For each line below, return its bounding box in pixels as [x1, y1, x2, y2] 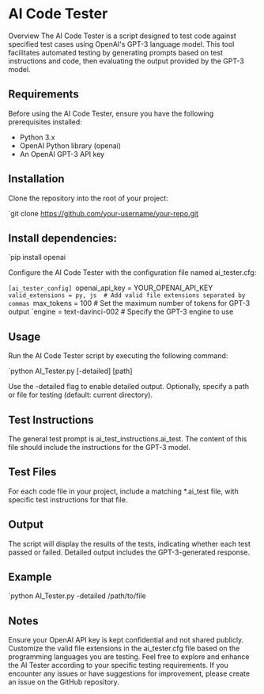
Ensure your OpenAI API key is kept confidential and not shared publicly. [8, 635, 244, 645]
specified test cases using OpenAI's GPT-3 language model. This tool [8, 39, 235, 48]
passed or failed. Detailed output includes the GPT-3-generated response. [8, 547, 251, 557]
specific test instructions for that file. [8, 494, 128, 504]
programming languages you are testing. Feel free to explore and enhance [8, 652, 251, 662]
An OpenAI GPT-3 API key [19, 149, 105, 158]
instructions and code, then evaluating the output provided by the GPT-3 [8, 56, 245, 66]
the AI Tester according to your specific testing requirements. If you [8, 661, 228, 670]
